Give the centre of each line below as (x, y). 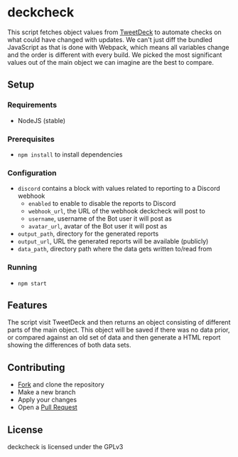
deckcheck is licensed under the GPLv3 (65, 446)
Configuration (32, 173)
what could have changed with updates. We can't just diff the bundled (110, 39)
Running (22, 268)
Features (27, 305)
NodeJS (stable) (42, 120)
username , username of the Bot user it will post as (100, 219)
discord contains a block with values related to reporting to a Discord (119, 189)
